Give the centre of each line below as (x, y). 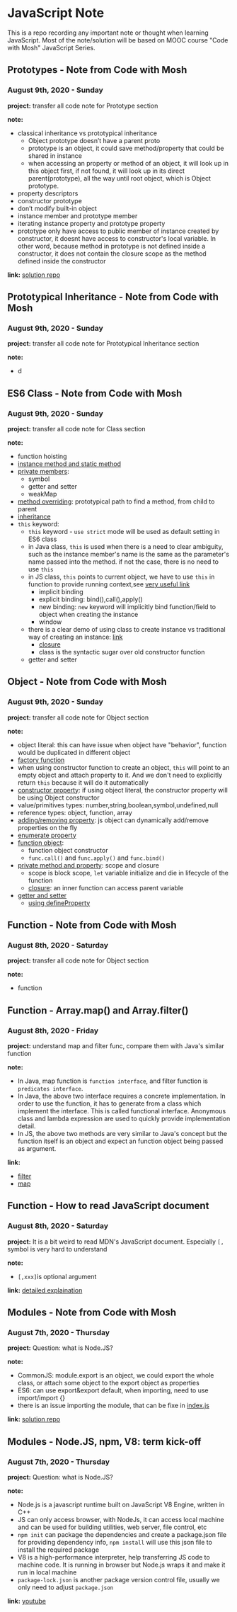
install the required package (58, 1550)
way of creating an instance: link (75, 637)
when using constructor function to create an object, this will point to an (123, 767)
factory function (41, 760)
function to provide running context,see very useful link (109, 584)
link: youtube (27, 1601)
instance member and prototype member (77, 216)
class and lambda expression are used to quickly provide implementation (124, 1119)
